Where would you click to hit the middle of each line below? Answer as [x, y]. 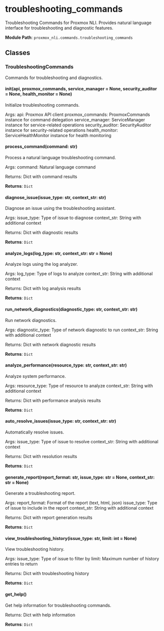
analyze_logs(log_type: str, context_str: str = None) [59, 253]
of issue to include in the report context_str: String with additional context [79, 508]
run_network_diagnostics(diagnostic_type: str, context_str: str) [71, 309]
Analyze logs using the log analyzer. [42, 264]
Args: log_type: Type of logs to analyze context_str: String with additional [79, 274]
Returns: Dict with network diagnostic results [51, 344]
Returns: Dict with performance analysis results [53, 400]
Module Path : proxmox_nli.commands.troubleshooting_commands [69, 37]
